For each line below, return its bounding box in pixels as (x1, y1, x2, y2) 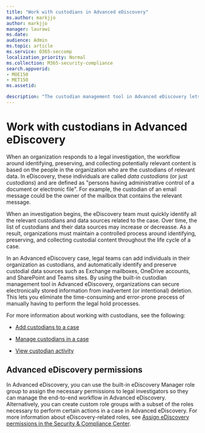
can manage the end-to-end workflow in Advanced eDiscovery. (6, 394, 167, 401)
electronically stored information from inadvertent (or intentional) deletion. (6, 287, 193, 294)
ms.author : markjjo (6, 15, 56, 21)
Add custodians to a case (15, 323, 79, 331)
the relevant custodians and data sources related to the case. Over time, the (6, 216, 197, 224)
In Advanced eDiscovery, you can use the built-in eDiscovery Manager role (6, 381, 195, 388)
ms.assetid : (6, 83, 37, 89)
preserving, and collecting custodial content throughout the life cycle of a (6, 236, 191, 243)
